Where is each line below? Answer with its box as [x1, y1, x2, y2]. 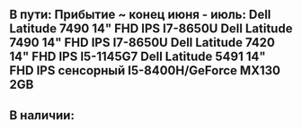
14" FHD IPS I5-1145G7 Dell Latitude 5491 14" [9, 49, 267, 64]
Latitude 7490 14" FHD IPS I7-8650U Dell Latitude [9, 21, 293, 37]
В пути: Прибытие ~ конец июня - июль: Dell [9, 7, 271, 22]
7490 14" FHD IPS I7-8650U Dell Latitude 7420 [9, 35, 276, 50]
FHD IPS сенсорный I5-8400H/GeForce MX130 [9, 63, 281, 79]
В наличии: [9, 107, 75, 123]
